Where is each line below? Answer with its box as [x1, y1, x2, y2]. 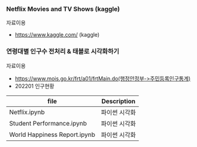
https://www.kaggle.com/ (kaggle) [14, 31, 100, 38]
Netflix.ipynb [9, 107, 45, 116]
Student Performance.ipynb [9, 119, 87, 127]
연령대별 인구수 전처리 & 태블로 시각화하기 [6, 47, 120, 56]
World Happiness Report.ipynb [9, 130, 96, 139]
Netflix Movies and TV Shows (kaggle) [6, 5, 120, 13]
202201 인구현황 [14, 82, 55, 89]
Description [101, 97, 136, 105]
